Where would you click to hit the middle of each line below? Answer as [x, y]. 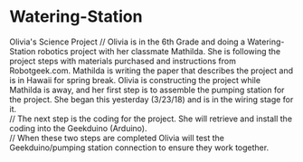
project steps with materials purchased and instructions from [123, 61]
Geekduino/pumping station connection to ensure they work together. [139, 148]
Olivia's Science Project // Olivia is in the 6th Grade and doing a [128, 42]
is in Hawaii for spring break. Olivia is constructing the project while [135, 80]
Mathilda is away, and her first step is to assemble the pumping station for [147, 90]
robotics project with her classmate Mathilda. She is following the [159, 51]
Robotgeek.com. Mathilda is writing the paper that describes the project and [151, 71]
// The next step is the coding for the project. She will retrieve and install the [151, 119]
